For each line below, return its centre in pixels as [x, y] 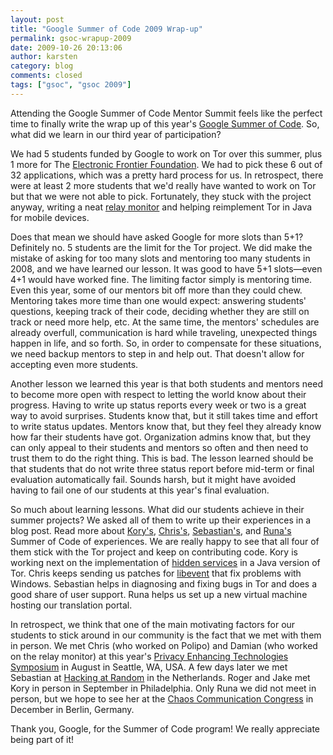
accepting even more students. [74, 364]
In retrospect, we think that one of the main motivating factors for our [153, 624]
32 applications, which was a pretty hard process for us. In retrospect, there [167, 175]
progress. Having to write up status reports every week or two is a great [158, 405]
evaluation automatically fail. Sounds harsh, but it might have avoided [153, 479]
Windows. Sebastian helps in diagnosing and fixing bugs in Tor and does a [164, 583]
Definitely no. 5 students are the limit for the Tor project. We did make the [161, 247]
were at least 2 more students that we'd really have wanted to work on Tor [163, 185]
